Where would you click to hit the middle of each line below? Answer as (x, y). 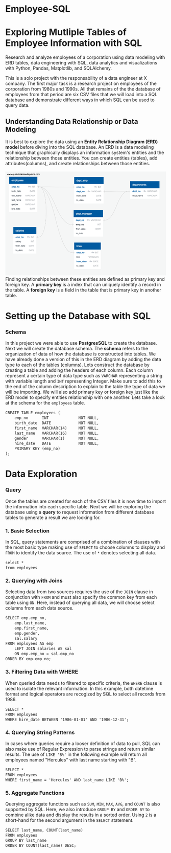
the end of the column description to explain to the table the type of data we (86, 387)
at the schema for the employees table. (45, 403)
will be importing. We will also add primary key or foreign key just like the (82, 392)
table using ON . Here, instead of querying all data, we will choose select (80, 603)
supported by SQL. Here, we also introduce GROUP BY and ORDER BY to (78, 810)
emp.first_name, (32, 628)
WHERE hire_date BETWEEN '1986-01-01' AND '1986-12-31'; (67, 720)
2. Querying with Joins (34, 580)
